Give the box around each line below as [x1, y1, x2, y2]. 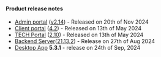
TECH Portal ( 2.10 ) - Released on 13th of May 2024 [14, 31, 144, 39]
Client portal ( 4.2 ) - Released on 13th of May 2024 [14, 25, 142, 32]
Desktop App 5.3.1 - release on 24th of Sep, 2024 [14, 44, 141, 52]
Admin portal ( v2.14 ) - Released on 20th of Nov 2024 [14, 18, 149, 25]
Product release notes [6, 5, 64, 12]
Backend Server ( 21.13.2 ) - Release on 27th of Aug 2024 [14, 38, 155, 45]
